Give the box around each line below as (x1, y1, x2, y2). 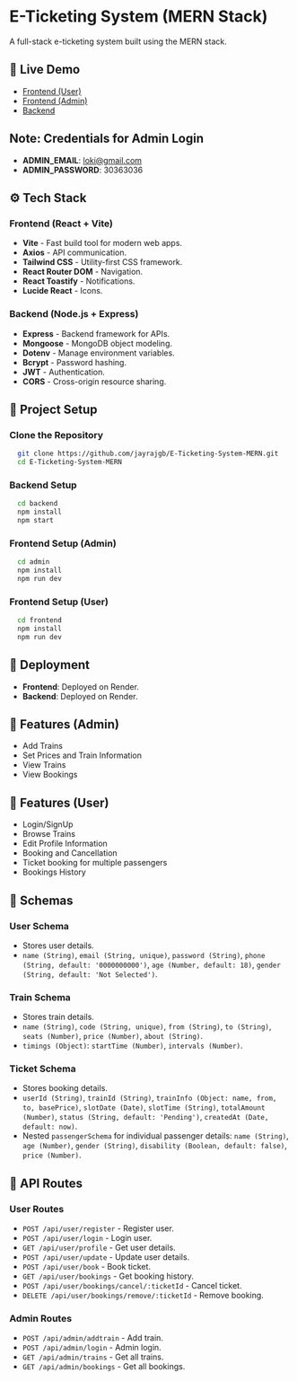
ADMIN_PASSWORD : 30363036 (22, 164, 144, 175)
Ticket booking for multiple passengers (22, 858, 168, 868)
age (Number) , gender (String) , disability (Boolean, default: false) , (22, 1140, 287, 1151)
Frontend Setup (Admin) (9, 537, 117, 550)
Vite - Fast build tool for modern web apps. (22, 238, 182, 249)
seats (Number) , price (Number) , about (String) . (22, 1031, 204, 1042)
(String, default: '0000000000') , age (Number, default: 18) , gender (22, 959, 281, 970)
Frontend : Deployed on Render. (22, 681, 139, 692)
